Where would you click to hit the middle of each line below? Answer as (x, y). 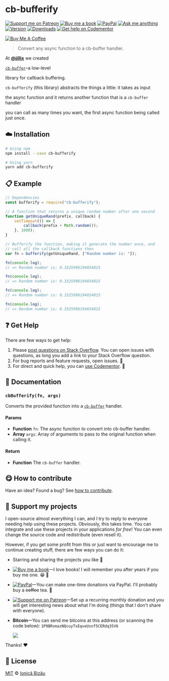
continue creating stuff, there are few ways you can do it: (65, 550)
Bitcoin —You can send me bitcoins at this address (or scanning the (83, 620)
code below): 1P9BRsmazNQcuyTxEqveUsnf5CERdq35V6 (66, 626)
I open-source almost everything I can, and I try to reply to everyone (76, 519)
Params (13, 417)
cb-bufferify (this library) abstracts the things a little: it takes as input (78, 88)
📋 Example (24, 183)
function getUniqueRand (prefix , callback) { (53, 216)
